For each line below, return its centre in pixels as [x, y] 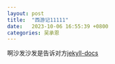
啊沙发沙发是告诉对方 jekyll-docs [53, 53]
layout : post [26, 13]
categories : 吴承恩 [33, 33]
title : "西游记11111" [38, 20]
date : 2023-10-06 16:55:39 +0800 [58, 26]
